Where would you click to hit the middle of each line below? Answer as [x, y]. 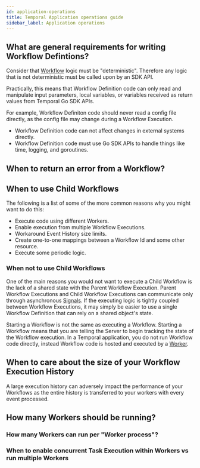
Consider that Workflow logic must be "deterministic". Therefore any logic [97, 71]
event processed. [28, 399]
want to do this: [25, 210]
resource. [26, 247]
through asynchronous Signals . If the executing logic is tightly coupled [93, 300]
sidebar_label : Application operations [56, 23]
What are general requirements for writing [86, 47]
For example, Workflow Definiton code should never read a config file [91, 113]
